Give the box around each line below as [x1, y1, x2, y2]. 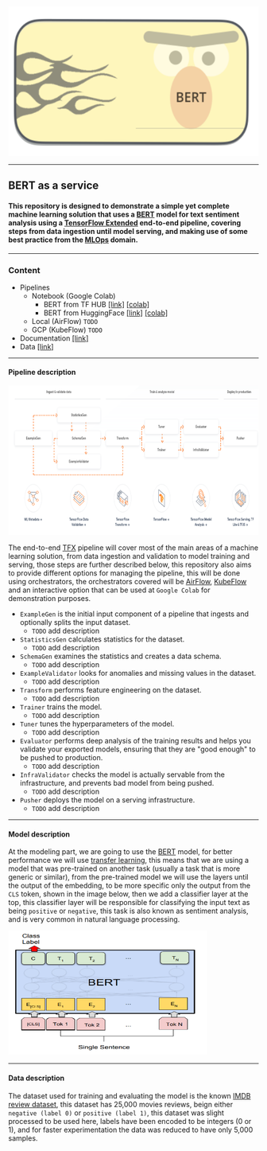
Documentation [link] [19, 333, 89, 343]
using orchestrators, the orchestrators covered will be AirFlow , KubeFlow [8, 577, 247, 587]
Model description [8, 829, 70, 839]
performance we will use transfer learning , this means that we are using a [8, 856, 249, 865]
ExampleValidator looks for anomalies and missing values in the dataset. [19, 669, 257, 678]
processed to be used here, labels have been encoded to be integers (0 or [8, 1116, 252, 1126]
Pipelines [19, 283, 50, 292]
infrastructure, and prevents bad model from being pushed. [19, 778, 215, 788]
